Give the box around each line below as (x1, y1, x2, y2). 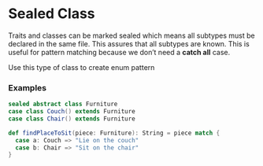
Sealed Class (8, 5, 96, 23)
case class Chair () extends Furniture (8, 115, 135, 123)
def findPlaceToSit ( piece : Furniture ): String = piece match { (8, 129, 220, 137)
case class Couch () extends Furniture (8, 108, 135, 116)
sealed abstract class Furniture (8, 100, 118, 109)
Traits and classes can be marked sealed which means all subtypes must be (8, 31, 255, 40)
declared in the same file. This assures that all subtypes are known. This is (8, 39, 250, 48)
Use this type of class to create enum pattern (8, 62, 155, 72)
